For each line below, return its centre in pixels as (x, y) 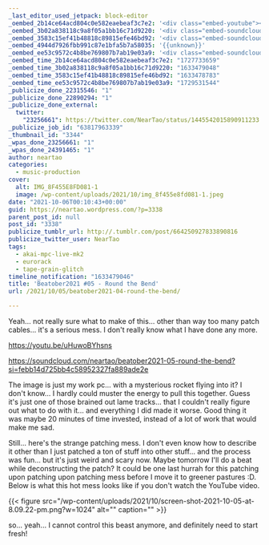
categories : (28, 165)
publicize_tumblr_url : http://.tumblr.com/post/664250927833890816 (123, 232)
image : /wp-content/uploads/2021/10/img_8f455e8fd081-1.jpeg (120, 194)
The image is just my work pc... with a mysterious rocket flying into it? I (125, 385)
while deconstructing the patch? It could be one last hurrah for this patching (134, 468)
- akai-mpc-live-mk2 (50, 254)
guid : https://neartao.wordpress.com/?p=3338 (85, 209)
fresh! (18, 533)
